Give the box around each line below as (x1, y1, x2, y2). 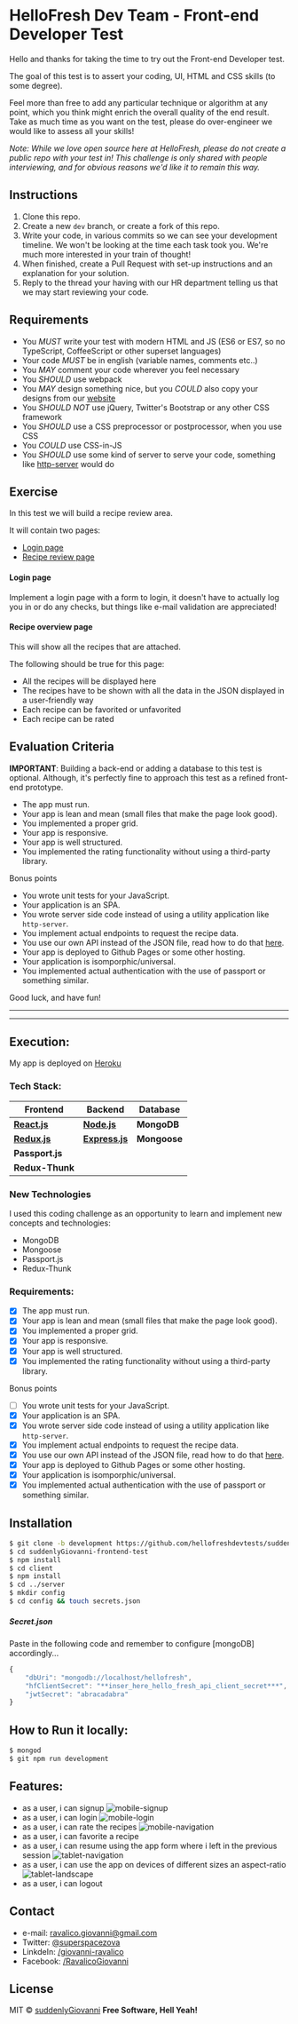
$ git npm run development (9, 1755, 109, 1764)
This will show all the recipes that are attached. (9, 641, 182, 652)
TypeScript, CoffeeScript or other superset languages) (21, 345, 222, 356)
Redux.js (13, 1132, 51, 1145)
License (9, 1981, 54, 1996)
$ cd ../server (9, 1580, 66, 1590)
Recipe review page (21, 552, 95, 562)
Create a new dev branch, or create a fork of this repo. (21, 220, 220, 231)
